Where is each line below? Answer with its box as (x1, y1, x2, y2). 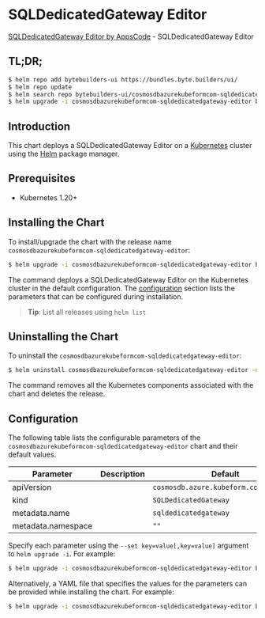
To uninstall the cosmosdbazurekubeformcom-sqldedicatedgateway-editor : (8, 351, 242, 361)
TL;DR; (8, 55, 43, 68)
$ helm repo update (8, 83, 73, 91)
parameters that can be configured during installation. (8, 291, 184, 301)
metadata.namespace (12, 521, 93, 532)
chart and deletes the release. (8, 389, 106, 399)
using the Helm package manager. (8, 149, 120, 159)
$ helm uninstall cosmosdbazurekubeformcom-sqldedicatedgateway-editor (8, 366, 248, 374)
